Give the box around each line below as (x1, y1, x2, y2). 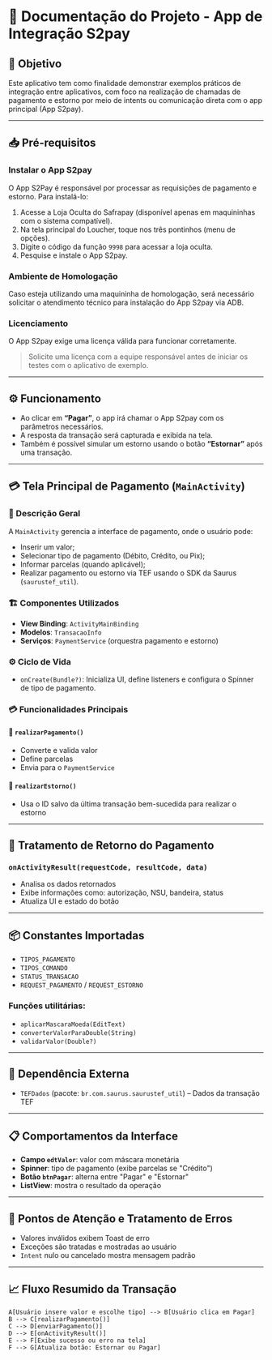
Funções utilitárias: (8, 1000, 87, 1011)
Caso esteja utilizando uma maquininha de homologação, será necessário (8, 289, 255, 298)
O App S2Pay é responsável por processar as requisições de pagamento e (8, 182, 257, 193)
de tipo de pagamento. (19, 683, 96, 693)
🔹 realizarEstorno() (8, 781, 77, 791)
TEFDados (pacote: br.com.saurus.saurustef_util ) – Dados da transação (19, 1088, 261, 1098)
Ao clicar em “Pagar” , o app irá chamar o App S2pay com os (19, 413, 224, 423)
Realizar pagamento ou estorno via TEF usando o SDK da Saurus (19, 567, 237, 578)
